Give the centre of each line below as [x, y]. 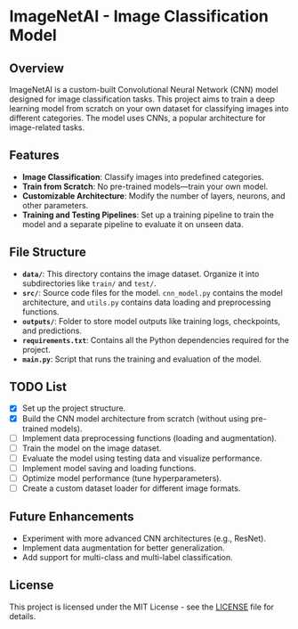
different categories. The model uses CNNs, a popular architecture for [138, 118]
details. [23, 616]
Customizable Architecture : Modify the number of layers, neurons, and [154, 196]
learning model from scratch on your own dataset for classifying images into [149, 108]
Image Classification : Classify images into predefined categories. [143, 176]
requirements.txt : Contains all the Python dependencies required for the [155, 339]
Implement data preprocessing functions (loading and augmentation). [149, 437]
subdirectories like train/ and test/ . [89, 283]
